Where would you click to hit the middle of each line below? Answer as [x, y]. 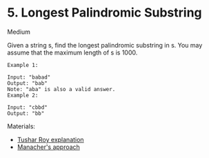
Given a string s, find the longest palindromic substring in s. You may [105, 45]
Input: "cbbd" [28, 107]
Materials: [21, 126]
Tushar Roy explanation [50, 139]
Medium [19, 32]
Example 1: [23, 65]
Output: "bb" [26, 113]
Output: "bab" [28, 83]
